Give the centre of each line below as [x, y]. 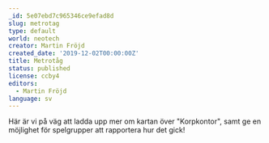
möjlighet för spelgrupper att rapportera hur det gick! [97, 130]
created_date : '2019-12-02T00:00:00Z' [74, 53]
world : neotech [34, 38]
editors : [23, 83]
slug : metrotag [34, 23]
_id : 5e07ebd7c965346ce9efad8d [61, 16]
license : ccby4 [34, 76]
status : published [39, 69]
